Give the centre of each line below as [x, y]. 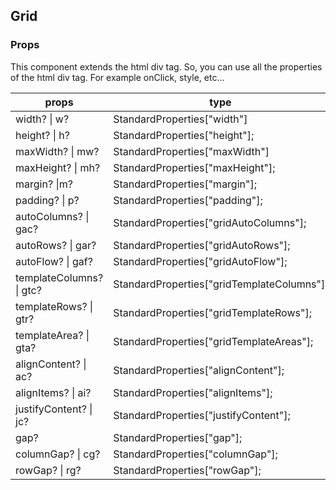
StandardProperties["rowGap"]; [187, 470]
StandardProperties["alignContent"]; [199, 370]
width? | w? [42, 119]
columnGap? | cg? [58, 454]
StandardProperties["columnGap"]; [195, 454]
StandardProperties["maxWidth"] [191, 151]
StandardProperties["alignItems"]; [193, 392]
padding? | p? [47, 200]
